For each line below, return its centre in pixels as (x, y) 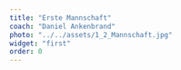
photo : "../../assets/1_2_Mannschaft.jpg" (91, 35)
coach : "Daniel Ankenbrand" (63, 26)
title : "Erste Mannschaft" (60, 18)
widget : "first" (40, 43)
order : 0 (26, 52)
